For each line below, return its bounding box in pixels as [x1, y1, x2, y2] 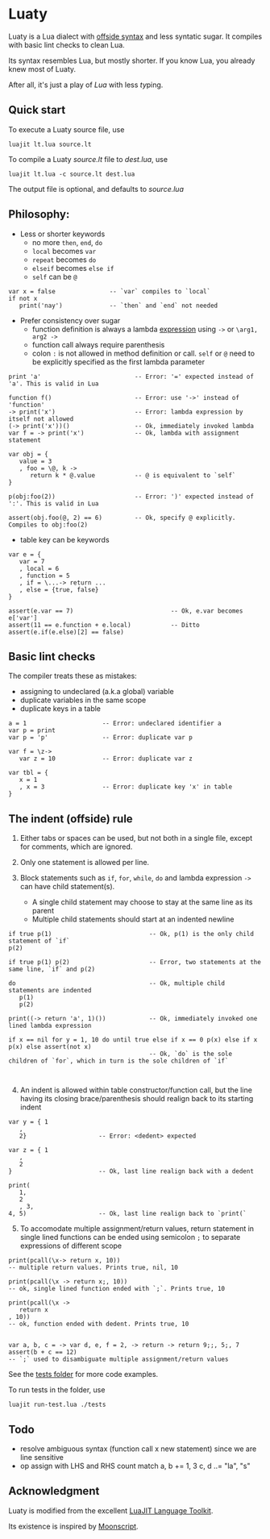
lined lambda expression [8, 1021, 92, 1030]
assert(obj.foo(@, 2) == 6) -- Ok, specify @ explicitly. [8, 514, 236, 522]
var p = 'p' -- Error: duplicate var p [8, 734, 193, 742]
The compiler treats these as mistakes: [8, 671, 137, 681]
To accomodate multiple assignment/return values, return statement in [19, 1224, 255, 1233]
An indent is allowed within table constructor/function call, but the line [19, 1085, 252, 1095]
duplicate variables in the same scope [19, 695, 147, 705]
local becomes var [31, 246, 97, 256]
